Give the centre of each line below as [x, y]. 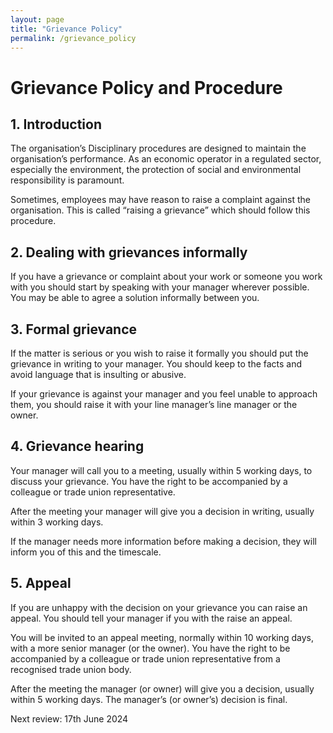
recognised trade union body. [71, 669]
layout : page [37, 19]
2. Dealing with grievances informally [129, 252]
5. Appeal [41, 583]
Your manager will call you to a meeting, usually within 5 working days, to [161, 470]
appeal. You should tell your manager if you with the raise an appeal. [151, 618]
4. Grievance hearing [77, 446]
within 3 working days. [57, 522]
